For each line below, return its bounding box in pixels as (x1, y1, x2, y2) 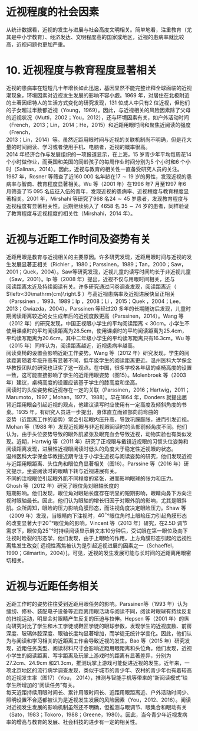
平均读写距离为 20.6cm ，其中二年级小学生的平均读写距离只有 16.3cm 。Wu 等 (6, 334, 191, 341)
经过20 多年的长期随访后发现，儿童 (100, 305, 186, 312)
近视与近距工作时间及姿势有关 (6, 233, 151, 246)
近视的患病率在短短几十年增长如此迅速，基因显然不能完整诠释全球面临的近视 (6, 84, 192, 92)
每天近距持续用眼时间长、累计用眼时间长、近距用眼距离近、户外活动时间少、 (6, 688, 192, 696)
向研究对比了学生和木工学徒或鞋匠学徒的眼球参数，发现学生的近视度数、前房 (6, 622, 192, 629)
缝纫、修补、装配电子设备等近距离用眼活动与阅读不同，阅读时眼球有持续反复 (6, 608, 192, 615)
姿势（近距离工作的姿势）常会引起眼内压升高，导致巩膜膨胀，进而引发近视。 (6, 416, 192, 423)
